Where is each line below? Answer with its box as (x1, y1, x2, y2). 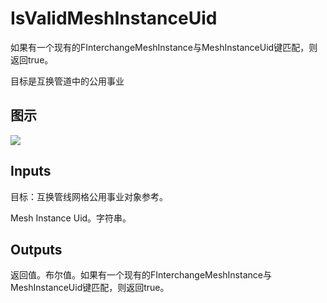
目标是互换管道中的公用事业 (10, 75, 125, 87)
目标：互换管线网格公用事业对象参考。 (10, 190, 168, 202)
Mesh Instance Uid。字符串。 (10, 212, 132, 224)
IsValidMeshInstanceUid (10, 7, 218, 30)
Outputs (10, 241, 63, 258)
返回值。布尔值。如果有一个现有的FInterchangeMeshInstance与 (10, 269, 272, 281)
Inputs (10, 163, 52, 180)
